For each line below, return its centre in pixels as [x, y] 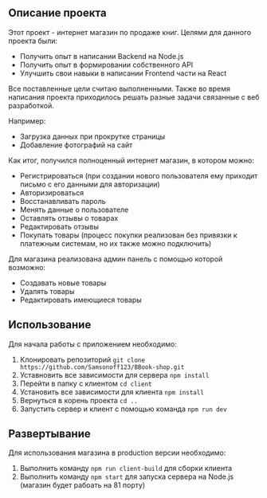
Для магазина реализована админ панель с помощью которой [116, 259]
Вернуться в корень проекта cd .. [79, 400]
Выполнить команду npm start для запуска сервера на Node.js [126, 476]
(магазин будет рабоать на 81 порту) [82, 485]
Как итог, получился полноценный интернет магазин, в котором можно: [132, 160]
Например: [27, 121]
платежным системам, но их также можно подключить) [116, 243]
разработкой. [31, 105]
